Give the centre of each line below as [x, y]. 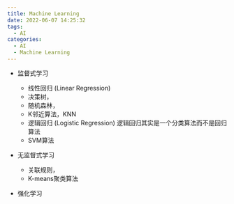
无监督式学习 [36, 155]
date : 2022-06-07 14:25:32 [46, 20]
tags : [15, 26]
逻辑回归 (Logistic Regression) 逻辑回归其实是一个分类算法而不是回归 [127, 123]
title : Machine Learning [43, 14]
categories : [24, 40]
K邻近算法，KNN [52, 114]
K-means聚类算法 [53, 178]
